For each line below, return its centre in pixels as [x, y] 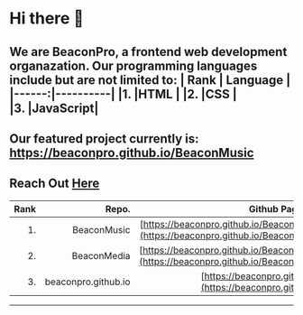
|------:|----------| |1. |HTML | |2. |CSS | [123, 94]
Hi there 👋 [46, 19]
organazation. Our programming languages [133, 65]
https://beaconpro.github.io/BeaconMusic [132, 153]
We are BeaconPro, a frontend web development [148, 52]
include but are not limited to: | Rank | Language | [150, 80]
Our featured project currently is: [104, 139]
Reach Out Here [55, 184]
